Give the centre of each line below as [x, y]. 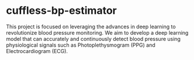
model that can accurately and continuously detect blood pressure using [93, 39]
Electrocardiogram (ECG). [37, 51]
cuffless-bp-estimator [61, 11]
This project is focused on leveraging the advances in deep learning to [91, 27]
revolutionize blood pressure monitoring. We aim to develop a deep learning [97, 32]
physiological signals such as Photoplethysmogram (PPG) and [81, 45]
